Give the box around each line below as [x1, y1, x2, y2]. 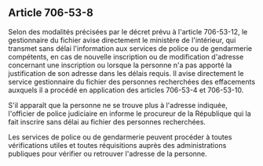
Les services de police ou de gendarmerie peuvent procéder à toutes [8, 132, 232, 142]
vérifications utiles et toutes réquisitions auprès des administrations [8, 140, 227, 150]
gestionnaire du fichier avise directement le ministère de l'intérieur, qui [8, 35, 236, 45]
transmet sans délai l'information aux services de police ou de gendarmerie [8, 43, 253, 53]
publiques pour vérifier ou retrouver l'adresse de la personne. [8, 149, 208, 158]
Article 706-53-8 [8, 6, 94, 20]
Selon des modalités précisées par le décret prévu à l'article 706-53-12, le [8, 27, 248, 36]
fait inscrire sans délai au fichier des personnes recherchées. [8, 117, 206, 126]
